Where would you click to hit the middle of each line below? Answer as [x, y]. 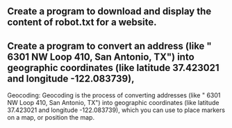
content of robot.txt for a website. [82, 23]
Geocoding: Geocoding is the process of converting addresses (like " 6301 [114, 95]
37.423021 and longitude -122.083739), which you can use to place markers [116, 110]
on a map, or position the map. [51, 118]
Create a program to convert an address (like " [109, 46]
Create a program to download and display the [109, 11]
